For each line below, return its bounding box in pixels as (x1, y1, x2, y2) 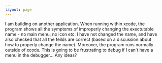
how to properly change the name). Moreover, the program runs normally (5, 41, 154, 47)
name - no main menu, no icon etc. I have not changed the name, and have (5, 31, 158, 37)
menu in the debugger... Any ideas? (5, 52, 77, 58)
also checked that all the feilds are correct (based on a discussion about (5, 36, 152, 42)
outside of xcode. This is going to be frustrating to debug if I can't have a (5, 47, 154, 53)
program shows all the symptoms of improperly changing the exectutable (5, 26, 154, 32)
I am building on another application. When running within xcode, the (5, 21, 145, 27)
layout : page (5, 7, 32, 12)
